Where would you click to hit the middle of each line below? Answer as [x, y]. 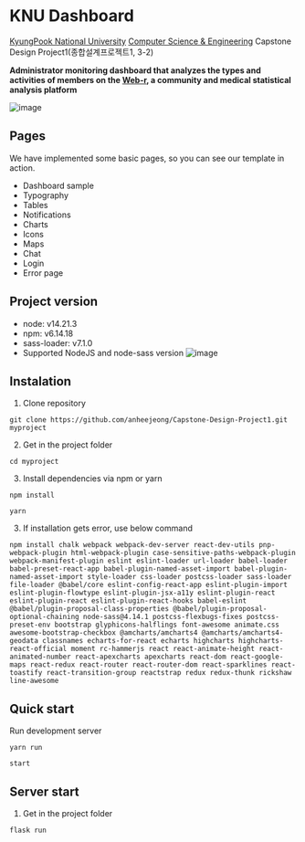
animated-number [40, 657]
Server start [44, 791]
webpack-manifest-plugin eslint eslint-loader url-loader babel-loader [148, 561]
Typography [46, 195]
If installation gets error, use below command [108, 528]
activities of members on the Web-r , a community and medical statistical [151, 79]
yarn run [26, 748]
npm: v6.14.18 [48, 333]
